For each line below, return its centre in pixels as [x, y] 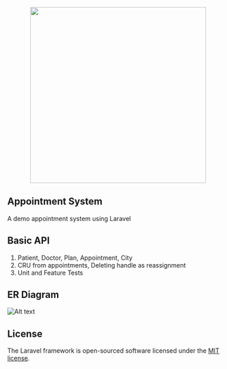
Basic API [29, 240]
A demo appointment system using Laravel [69, 218]
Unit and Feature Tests [50, 273]
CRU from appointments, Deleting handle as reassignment [102, 265]
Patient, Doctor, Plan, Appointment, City [75, 258]
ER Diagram [33, 295]
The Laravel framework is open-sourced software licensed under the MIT [113, 351]
